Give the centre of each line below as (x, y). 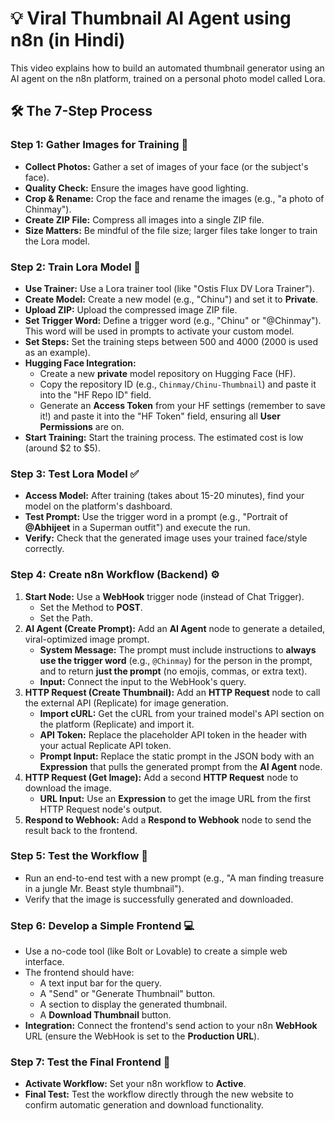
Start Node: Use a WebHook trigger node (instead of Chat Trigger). (164, 596)
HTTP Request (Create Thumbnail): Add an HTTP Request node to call (172, 692)
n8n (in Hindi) (68, 40)
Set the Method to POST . (91, 607)
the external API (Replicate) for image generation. (126, 703)
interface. (44, 962)
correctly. (44, 549)
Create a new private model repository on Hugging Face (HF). (168, 373)
